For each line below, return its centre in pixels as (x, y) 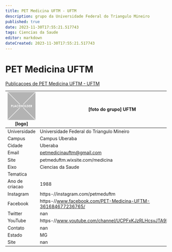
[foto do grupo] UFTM (112, 109)
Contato (16, 228)
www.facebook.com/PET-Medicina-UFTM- (103, 201)
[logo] (21, 124)
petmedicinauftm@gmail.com (71, 153)
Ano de (15, 181)
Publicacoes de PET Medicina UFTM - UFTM (52, 83)
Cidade (15, 146)
